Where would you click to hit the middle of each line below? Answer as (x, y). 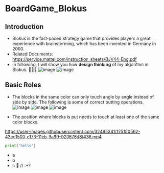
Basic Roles (23, 85)
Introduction (24, 27)
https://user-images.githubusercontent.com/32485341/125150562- (73, 131)
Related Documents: (33, 54)
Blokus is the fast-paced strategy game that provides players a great (81, 38)
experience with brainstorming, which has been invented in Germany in (84, 44)
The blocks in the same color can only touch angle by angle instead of (83, 97)
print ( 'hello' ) (21, 146)
